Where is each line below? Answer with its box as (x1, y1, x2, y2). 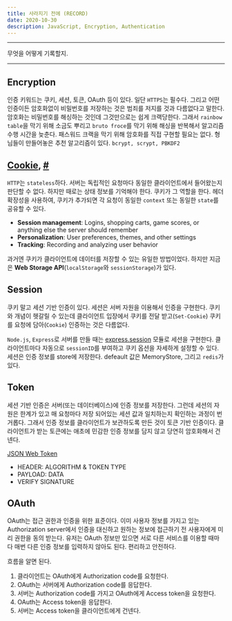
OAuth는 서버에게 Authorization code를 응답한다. (17, 581, 152, 589)
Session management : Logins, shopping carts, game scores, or (17, 219, 200, 226)
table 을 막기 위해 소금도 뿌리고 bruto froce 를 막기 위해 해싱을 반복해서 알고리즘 (7, 122, 224, 130)
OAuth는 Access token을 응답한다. (17, 598, 113, 606)
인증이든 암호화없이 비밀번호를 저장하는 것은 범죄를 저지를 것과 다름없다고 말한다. (7, 105, 225, 113)
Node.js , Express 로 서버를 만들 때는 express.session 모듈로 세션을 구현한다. (7, 335, 214, 343)
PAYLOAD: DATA (17, 470, 64, 478)
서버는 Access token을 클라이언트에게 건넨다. (17, 606, 142, 615)
